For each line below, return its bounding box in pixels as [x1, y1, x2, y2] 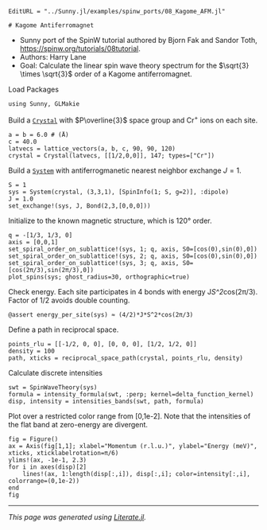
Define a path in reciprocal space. [8, 325, 119, 334]
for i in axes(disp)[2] [8, 462, 87, 471]
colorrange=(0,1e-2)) [8, 477, 80, 485]
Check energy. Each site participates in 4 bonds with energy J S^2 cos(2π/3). [8, 286, 258, 296]
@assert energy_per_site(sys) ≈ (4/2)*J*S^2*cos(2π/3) [8, 310, 194, 318]
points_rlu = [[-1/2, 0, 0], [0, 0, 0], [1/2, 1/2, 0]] [8, 340, 197, 348]
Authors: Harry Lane [19, 53, 87, 61]
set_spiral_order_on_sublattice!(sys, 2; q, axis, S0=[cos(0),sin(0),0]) [8, 251, 258, 260]
